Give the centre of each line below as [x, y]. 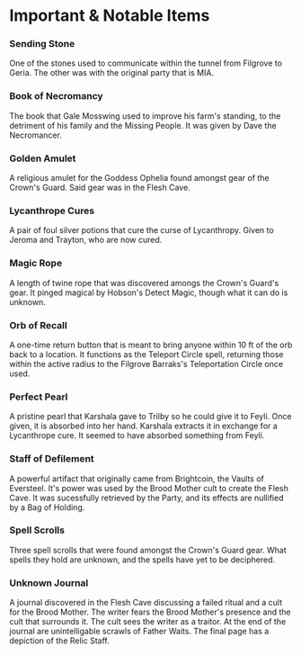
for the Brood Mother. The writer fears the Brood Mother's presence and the [150, 612]
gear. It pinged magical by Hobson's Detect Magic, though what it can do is [149, 292]
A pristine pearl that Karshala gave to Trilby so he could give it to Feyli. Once [150, 417]
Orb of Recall [38, 325]
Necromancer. [36, 135]
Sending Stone [42, 44]
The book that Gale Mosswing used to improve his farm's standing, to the [145, 116]
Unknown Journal [49, 583]
